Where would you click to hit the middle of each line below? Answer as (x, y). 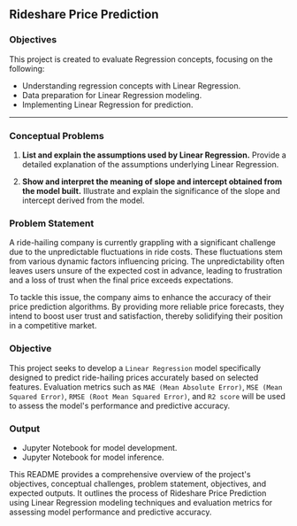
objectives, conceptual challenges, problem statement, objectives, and (138, 483)
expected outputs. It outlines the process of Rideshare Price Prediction (138, 493)
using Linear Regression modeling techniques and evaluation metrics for (141, 502)
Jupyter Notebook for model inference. (93, 457)
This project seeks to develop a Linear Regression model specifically (135, 367)
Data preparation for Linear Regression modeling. (112, 95)
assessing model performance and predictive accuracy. (110, 512)
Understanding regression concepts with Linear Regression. (131, 85)
